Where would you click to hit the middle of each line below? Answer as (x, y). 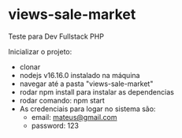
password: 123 (55, 125)
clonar (30, 67)
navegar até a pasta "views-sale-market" (86, 84)
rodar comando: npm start (62, 100)
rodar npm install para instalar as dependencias (97, 91)
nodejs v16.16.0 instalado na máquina (80, 75)
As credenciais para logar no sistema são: (87, 109)
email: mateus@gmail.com (74, 117)
